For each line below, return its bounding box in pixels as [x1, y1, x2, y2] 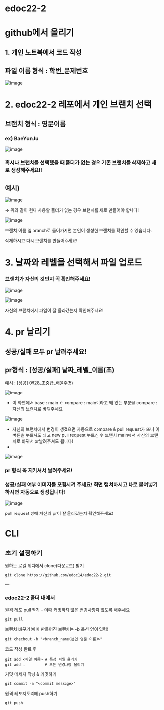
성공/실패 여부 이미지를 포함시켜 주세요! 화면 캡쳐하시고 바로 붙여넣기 [5, 481, 158, 488]
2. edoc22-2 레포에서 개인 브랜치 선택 [5, 99, 152, 110]
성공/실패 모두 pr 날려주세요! [5, 348, 87, 356]
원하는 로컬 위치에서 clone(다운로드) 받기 [5, 563, 84, 569]
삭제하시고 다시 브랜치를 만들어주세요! [5, 238, 78, 244]
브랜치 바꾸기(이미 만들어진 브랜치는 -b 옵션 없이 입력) [5, 626, 109, 632]
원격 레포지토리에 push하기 [5, 690, 58, 696]
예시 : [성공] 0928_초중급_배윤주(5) [5, 380, 73, 386]
